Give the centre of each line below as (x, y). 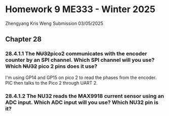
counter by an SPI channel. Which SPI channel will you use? (80, 60)
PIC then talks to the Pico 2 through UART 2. (51, 83)
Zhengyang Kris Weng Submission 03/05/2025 (54, 23)
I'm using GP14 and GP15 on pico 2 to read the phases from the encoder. (81, 78)
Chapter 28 (24, 39)
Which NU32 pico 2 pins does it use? (51, 66)
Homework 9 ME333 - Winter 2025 (80, 9)
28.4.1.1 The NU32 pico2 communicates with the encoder (76, 54)
